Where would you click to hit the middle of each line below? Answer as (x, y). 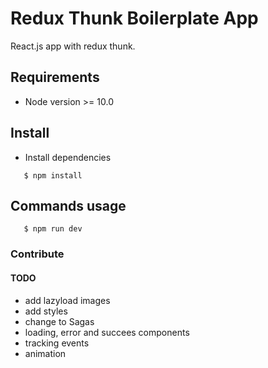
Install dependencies (68, 157)
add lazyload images (67, 300)
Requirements (55, 77)
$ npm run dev (53, 229)
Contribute (37, 254)
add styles (46, 311)
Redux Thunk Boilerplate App (134, 18)
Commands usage (68, 205)
